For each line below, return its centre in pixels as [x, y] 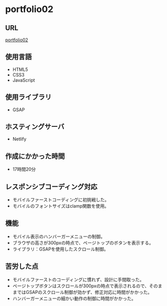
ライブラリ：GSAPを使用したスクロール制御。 [60, 249]
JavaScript [24, 80]
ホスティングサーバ [35, 127]
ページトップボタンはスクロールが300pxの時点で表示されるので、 [81, 286]
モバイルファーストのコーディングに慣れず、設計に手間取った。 [78, 279]
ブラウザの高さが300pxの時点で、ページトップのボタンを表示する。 [83, 243]
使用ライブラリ [28, 97]
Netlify [19, 139]
